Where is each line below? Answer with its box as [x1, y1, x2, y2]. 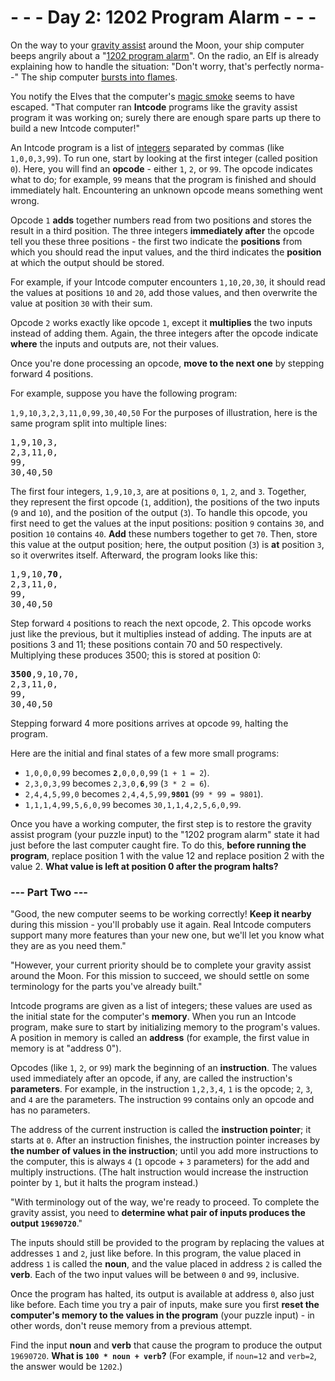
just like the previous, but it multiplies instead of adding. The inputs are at [10, 627, 312, 640]
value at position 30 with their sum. [10, 297, 153, 309]
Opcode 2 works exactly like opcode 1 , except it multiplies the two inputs [10, 316, 313, 328]
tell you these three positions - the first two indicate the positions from [10, 235, 303, 247]
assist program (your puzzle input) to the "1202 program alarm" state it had [10, 828, 320, 840]
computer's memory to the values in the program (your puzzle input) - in [10, 1309, 315, 1321]
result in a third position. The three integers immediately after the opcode [10, 224, 315, 236]
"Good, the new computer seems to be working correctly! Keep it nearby [10, 908, 312, 920]
